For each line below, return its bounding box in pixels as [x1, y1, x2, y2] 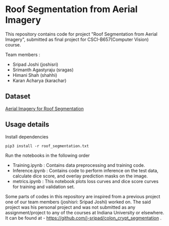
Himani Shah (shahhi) [12, 72, 58, 78]
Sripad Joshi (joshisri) [12, 61, 59, 67]
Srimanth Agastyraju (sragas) [12, 67, 74, 73]
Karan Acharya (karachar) [12, 77, 67, 83]
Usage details [5, 120, 49, 129]
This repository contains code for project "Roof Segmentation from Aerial [5, 31, 158, 37]
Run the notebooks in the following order [5, 152, 90, 158]
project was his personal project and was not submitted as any [5, 204, 136, 210]
